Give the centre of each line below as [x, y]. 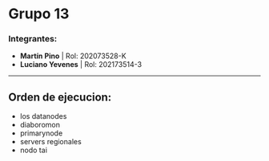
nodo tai [34, 150]
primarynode [41, 133]
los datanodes [43, 116]
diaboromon [40, 125]
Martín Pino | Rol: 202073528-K [73, 56]
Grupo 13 [39, 14]
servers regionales [50, 142]
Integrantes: [33, 39]
